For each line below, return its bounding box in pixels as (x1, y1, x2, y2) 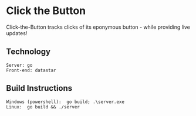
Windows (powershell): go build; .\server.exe (6, 98, 125, 105)
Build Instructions (6, 83, 73, 93)
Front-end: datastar (6, 67, 57, 73)
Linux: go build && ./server (6, 104, 80, 110)
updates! (6, 29, 28, 36)
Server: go (6, 62, 33, 68)
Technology (6, 47, 51, 57)
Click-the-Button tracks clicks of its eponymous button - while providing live (6, 23, 191, 30)
